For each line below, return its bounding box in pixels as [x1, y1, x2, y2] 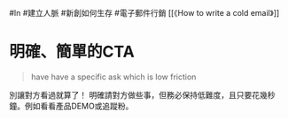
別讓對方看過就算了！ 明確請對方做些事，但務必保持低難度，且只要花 [9, 89, 260, 100]
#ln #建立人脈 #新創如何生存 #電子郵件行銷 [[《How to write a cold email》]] [9, 8, 280, 18]
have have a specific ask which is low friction [30, 71, 197, 82]
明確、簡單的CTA [9, 42, 135, 62]
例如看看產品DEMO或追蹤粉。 [24, 100, 134, 111]
